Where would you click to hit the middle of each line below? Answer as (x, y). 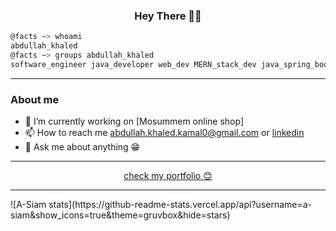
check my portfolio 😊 (168, 176)
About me (35, 99)
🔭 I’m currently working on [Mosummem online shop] (134, 121)
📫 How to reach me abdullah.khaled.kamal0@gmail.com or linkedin (164, 133)
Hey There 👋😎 (168, 16)
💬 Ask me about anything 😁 (82, 147)
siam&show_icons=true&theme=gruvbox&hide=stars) (120, 215)
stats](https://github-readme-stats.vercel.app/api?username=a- (180, 205)
